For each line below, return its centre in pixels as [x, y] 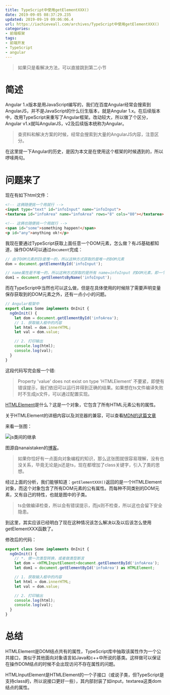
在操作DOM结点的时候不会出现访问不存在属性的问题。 [61, 664]
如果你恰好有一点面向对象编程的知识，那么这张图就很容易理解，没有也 [91, 458]
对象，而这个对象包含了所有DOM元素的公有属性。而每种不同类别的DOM [80, 488]
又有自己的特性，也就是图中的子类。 [52, 494]
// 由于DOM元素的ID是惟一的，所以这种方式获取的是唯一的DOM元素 [65, 259]
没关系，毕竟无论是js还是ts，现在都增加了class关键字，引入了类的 [87, 465]
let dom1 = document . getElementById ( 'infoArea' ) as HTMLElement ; [85, 568]
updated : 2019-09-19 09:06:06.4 [39, 19]
